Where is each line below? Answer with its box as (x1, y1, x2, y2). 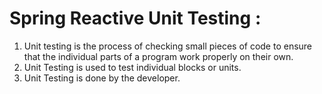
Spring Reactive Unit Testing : (9, 7, 262, 30)
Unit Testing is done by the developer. (23, 72, 181, 84)
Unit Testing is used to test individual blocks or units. (23, 61, 242, 73)
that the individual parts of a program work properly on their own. (23, 50, 294, 62)
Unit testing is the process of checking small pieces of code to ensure (23, 40, 313, 52)
